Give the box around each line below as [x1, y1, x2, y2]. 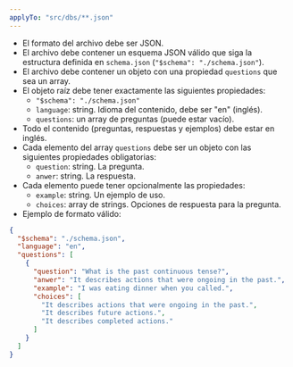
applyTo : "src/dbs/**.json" [9, 13, 114, 22]
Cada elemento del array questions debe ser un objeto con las [21, 142, 252, 153]
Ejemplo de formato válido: [21, 208, 121, 219]
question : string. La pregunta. [35, 161, 145, 171]
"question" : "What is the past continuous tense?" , [32, 267, 230, 276]
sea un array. [21, 75, 71, 86]
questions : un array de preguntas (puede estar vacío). [35, 113, 235, 124]
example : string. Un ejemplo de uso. [35, 189, 165, 200]
